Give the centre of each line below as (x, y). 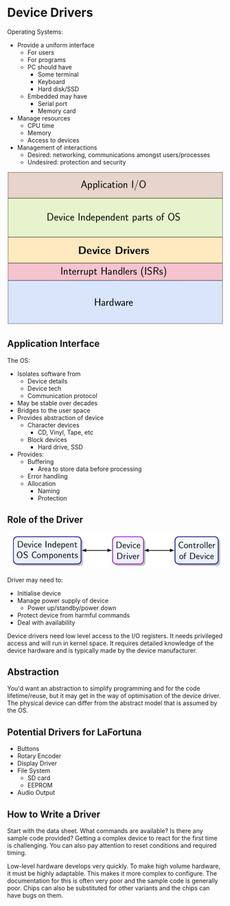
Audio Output (36, 792)
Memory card (57, 111)
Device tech (44, 388)
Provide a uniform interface (56, 45)
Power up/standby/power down (72, 608)
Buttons (28, 749)
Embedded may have (57, 96)
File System (34, 771)
